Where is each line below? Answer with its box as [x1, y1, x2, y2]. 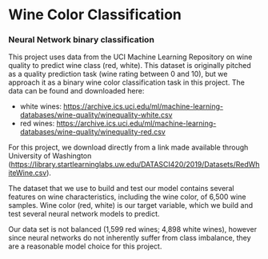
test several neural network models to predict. [8, 209, 160, 219]
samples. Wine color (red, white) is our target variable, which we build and [8, 201, 254, 210]
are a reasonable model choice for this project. [8, 241, 162, 251]
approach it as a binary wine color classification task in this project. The [8, 78, 246, 87]
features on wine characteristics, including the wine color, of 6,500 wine [8, 192, 246, 201]
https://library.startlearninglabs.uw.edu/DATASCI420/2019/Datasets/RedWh [10, 160, 260, 169]
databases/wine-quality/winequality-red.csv [19, 127, 166, 137]
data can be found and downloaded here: [8, 86, 145, 96]
